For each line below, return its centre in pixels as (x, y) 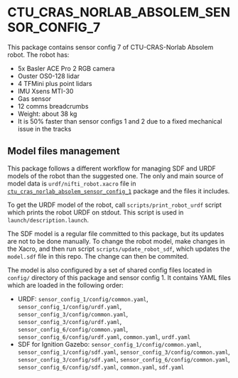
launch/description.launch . (48, 220)
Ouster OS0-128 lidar (49, 76)
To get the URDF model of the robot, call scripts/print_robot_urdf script (115, 205)
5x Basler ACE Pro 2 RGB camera (66, 68)
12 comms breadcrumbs (53, 106)
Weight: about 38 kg (47, 114)
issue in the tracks (44, 129)
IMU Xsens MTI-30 (45, 91)
